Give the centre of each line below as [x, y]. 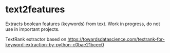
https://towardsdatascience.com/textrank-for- [116, 39]
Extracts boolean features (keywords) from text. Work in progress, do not [83, 24]
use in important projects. [33, 29]
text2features [35, 10]
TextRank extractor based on [36, 39]
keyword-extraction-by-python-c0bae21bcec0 [55, 44]
